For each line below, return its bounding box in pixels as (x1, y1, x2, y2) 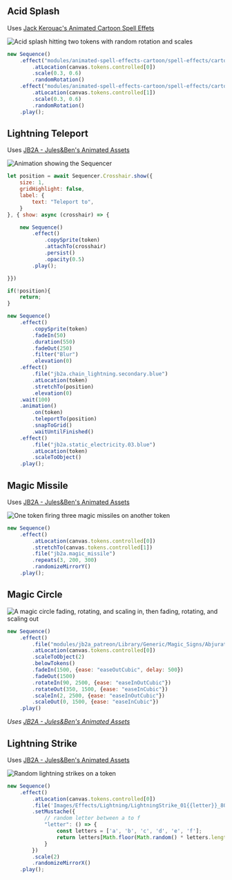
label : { (19, 192, 45, 199)
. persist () (43, 250, 76, 256)
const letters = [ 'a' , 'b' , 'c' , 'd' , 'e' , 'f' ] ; (56, 827, 202, 835)
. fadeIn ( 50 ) (32, 332, 67, 339)
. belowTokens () (32, 660, 76, 667)
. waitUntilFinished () (32, 428, 95, 435)
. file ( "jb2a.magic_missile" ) (32, 550, 116, 557)
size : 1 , (19, 179, 45, 186)
